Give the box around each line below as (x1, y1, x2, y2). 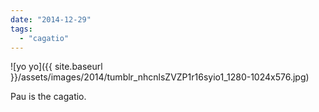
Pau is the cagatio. (10, 91, 87, 103)
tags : (10, 24, 33, 34)
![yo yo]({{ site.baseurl (10, 61, 103, 73)
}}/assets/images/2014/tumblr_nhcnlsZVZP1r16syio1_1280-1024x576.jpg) (10, 71, 310, 83)
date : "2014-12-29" (10, 14, 92, 25)
